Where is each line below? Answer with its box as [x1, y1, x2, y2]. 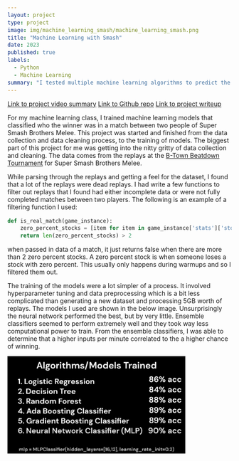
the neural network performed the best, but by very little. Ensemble [7, 312, 205, 320]
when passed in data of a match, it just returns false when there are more [7, 245, 223, 254]
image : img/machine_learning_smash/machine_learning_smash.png [7, 26, 199, 33]
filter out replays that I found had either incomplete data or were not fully [7, 187, 221, 196]
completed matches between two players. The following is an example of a [7, 195, 227, 203]
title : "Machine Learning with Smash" [7, 34, 122, 41]
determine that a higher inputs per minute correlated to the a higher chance [7, 334, 229, 343]
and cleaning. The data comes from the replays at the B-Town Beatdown [7, 151, 220, 159]
